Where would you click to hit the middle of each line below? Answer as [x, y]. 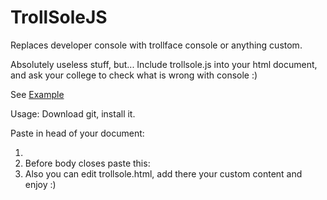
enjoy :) [40, 184]
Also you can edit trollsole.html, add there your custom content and [163, 173]
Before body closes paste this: [87, 163]
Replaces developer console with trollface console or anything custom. [156, 45]
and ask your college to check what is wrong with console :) [134, 75]
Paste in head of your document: [77, 133]
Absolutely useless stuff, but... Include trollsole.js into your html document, [164, 64]
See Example [37, 94]
